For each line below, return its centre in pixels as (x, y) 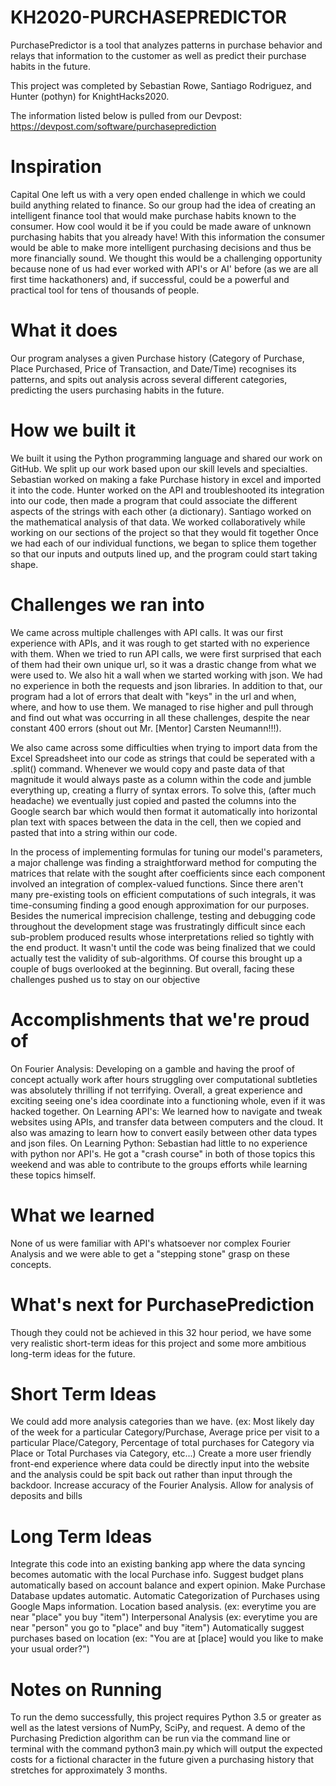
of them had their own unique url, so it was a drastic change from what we (163, 664)
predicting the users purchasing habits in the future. (117, 390)
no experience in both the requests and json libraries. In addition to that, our (166, 685)
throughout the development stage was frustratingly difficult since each (158, 926)
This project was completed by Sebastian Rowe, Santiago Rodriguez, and (161, 85)
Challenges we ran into (107, 604)
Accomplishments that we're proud (160, 1019)
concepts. (31, 1264)
